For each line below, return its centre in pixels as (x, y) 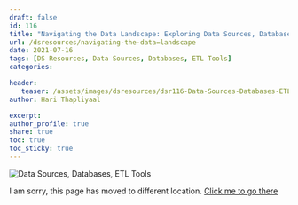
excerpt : (25, 115)
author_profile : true (49, 124)
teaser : (35, 91)
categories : (31, 67)
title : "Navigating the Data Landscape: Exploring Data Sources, (132, 34)
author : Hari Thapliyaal (55, 99)
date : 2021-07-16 (41, 51)
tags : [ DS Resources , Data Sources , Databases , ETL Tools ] (121, 59)
